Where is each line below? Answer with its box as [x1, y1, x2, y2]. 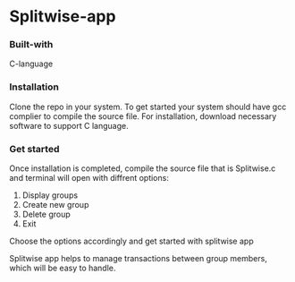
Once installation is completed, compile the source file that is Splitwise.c [9, 163, 276, 174]
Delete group [21, 209, 72, 220]
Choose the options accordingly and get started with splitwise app [9, 235, 254, 247]
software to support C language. [9, 120, 129, 131]
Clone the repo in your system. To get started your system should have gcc [9, 101, 287, 112]
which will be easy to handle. [9, 262, 116, 274]
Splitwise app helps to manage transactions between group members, [9, 253, 268, 264]
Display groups [21, 190, 79, 201]
